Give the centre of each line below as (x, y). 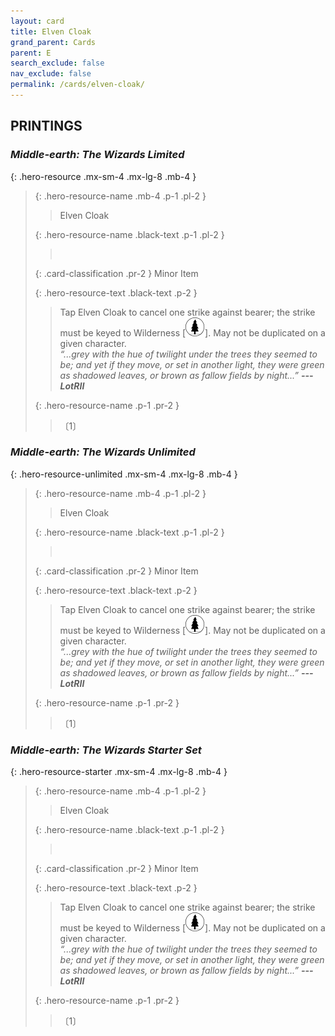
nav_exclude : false (51, 74)
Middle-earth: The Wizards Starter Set (106, 750)
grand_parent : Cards (53, 42)
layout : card (37, 21)
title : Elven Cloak (51, 31)
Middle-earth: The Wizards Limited (97, 155)
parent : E (31, 53)
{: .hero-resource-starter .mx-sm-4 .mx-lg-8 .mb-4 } (119, 772)
